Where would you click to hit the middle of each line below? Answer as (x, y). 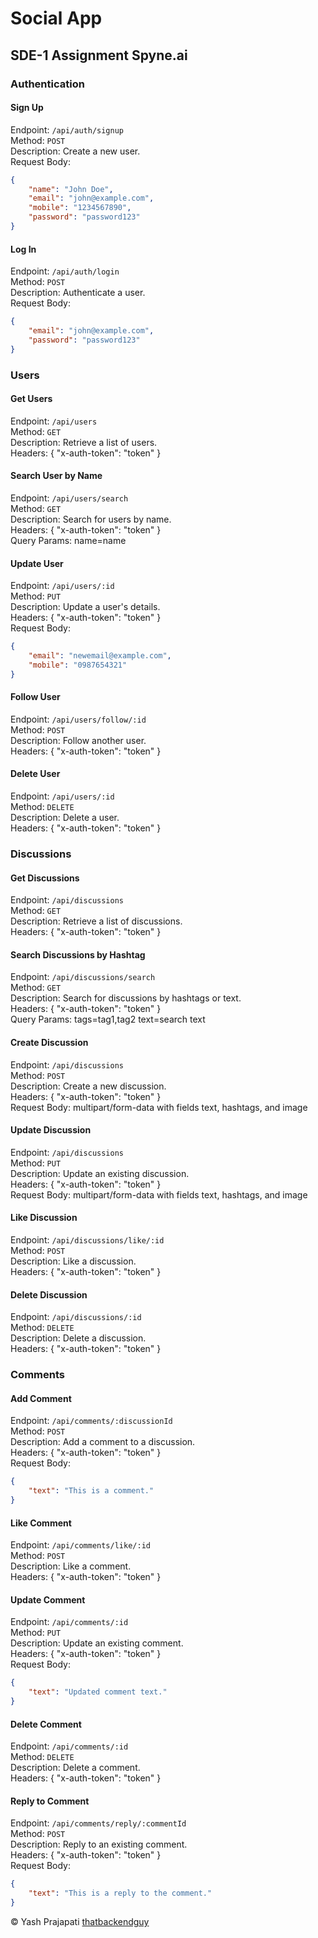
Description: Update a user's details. (85, 607)
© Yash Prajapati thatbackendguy (80, 1922)
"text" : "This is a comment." (91, 1491)
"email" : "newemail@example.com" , (100, 656)
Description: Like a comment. (71, 1566)
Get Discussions (45, 878)
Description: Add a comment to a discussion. (103, 1442)
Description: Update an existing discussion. (100, 1173)
